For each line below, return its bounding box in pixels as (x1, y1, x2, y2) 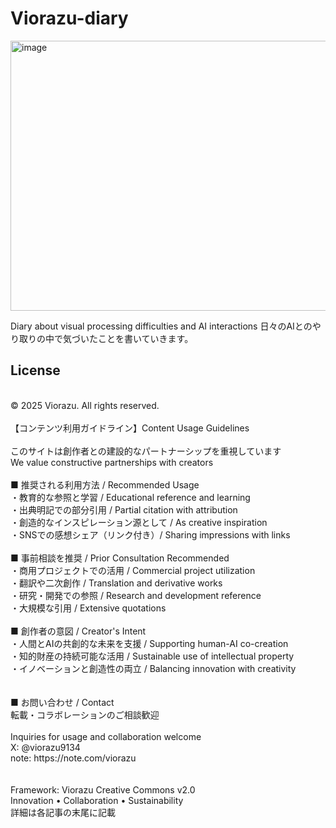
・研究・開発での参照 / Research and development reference (10, 589, 262, 601)
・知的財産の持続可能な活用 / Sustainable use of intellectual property (10, 650, 295, 662)
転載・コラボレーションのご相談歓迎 (10, 708, 160, 721)
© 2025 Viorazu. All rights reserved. (10, 399, 160, 411)
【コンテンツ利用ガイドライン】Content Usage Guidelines (10, 422, 250, 434)
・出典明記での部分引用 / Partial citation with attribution (10, 503, 238, 516)
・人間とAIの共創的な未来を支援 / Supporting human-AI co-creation (10, 637, 289, 649)
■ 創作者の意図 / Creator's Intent (10, 625, 147, 637)
